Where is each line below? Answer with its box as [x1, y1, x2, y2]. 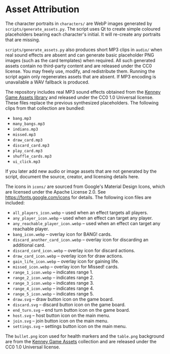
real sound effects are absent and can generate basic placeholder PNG [5, 52, 154, 58]
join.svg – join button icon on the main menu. [12, 317, 109, 324]
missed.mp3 [12, 132, 36, 137]
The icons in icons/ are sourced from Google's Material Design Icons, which [5, 183, 165, 189]
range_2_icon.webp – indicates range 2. [12, 274, 94, 281]
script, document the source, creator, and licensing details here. [5, 173, 139, 179]
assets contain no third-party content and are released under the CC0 [5, 63, 152, 69]
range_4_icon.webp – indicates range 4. [12, 285, 94, 291]
